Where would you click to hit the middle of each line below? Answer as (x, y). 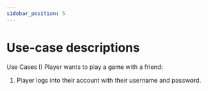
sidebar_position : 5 (36, 13)
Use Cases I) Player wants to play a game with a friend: (85, 67)
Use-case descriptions (73, 47)
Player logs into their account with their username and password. (109, 80)
